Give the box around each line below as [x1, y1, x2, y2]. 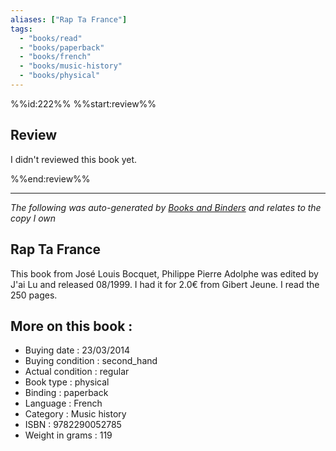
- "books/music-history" [19, 61, 123, 71]
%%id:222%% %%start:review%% [10, 97, 157, 110]
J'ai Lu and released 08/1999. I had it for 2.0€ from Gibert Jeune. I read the [10, 278, 320, 290]
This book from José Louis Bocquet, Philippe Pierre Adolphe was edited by [10, 267, 319, 280]
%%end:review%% [10, 172, 91, 185]
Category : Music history [24, 408, 127, 420]
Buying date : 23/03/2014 [24, 344, 131, 356]
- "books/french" [19, 52, 92, 62]
